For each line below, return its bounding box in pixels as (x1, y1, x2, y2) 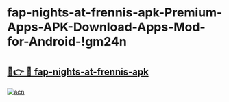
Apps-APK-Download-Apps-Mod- (7, 19, 206, 35)
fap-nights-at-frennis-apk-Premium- (7, 5, 223, 21)
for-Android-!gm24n (7, 34, 127, 49)
